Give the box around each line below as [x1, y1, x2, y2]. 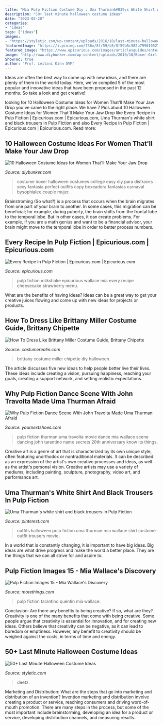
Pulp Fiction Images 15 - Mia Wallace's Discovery [5, 567, 156, 575]
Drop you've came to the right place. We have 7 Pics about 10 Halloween [5, 105, 150, 111]
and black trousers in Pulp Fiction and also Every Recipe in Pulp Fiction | [5, 120, 149, 126]
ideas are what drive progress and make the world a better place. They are [5, 547, 154, 554]
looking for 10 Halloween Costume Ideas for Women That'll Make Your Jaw [5, 100, 154, 105]
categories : [5, 20, 29, 26]
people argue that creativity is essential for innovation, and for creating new [5, 618, 156, 624]
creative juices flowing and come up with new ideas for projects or [5, 297, 138, 303]
